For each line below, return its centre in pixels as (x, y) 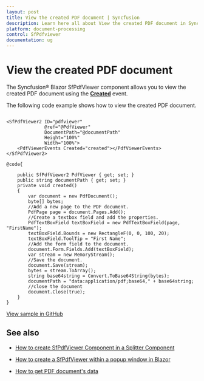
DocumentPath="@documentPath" (83, 132)
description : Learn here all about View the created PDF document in (96, 23)
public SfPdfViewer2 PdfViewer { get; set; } (76, 175)
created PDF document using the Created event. (67, 93)
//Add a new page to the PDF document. (79, 207)
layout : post (23, 12)
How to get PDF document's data (57, 371)
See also (23, 333)
